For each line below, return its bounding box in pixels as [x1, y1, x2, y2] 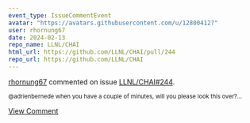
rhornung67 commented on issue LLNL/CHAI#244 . [8, 76, 175, 87]
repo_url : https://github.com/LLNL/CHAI [8, 56, 144, 64]
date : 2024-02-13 [8, 33, 66, 42]
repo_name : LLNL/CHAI [8, 41, 80, 49]
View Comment [8, 106, 59, 115]
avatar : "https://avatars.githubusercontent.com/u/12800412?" [8, 19, 218, 27]
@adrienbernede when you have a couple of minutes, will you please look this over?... [8, 92, 243, 100]
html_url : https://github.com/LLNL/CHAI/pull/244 [8, 48, 176, 56]
